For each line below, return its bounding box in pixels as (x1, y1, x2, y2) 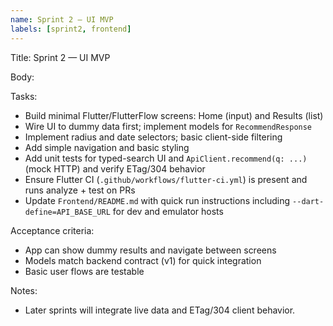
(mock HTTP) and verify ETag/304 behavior (24, 162, 206, 175)
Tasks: (10, 90, 38, 102)
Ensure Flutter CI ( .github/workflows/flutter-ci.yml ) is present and (24, 173, 308, 185)
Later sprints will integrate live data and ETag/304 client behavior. (24, 304, 296, 316)
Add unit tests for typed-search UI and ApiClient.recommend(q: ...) (24, 152, 308, 164)
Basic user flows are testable (24, 265, 145, 277)
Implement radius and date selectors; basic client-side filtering (24, 131, 283, 143)
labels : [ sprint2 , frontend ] (10, 24, 132, 34)
